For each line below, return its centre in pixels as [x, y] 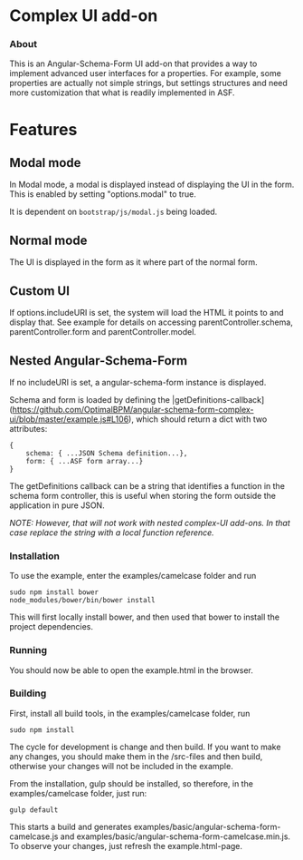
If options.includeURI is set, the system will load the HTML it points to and [147, 313]
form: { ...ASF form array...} [85, 461]
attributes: [28, 428]
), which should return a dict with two [198, 419]
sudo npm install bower [54, 592]
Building [28, 693]
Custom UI [40, 291]
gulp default [34, 810]
